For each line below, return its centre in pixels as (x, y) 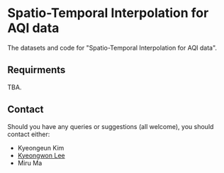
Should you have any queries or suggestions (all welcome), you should (111, 126)
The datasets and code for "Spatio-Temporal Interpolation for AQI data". (112, 48)
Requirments (37, 70)
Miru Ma (30, 163)
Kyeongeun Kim (41, 147)
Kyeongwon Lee (41, 155)
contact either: (29, 134)
